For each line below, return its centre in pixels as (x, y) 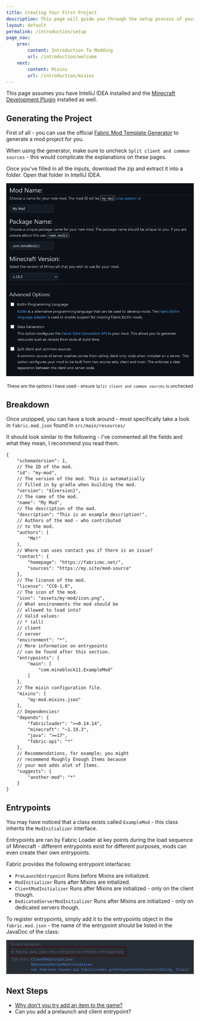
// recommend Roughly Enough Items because (72, 759)
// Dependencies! (38, 712)
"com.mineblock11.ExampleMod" (75, 670)
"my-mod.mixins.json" (54, 700)
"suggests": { (34, 771)
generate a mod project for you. (45, 139)
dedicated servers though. (47, 907)
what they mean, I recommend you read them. (63, 443)
